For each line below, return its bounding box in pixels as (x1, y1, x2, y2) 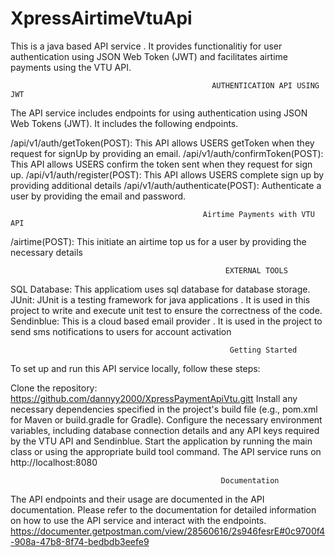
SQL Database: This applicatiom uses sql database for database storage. (10, 283, 311, 295)
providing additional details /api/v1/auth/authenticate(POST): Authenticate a (10, 179, 322, 191)
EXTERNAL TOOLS (224, 265, 288, 276)
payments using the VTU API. (10, 61, 132, 73)
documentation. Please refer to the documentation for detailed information (10, 503, 317, 516)
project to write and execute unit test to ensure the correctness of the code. (10, 304, 323, 316)
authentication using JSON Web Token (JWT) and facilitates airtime (10, 50, 289, 62)
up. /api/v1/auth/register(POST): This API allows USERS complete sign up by (10, 168, 325, 181)
